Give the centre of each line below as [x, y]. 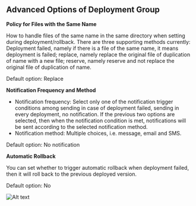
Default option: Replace [35, 78]
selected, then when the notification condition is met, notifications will [100, 121]
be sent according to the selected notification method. [81, 126]
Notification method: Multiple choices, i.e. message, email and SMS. [98, 133]
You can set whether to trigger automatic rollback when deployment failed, [97, 167]
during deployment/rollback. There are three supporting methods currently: [98, 42]
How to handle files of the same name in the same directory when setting [96, 36]
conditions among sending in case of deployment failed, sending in [97, 108]
